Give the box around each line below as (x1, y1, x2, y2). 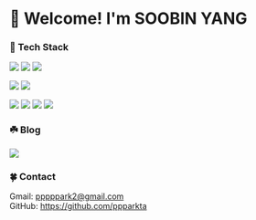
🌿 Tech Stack (9, 41, 69, 54)
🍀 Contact (9, 170, 57, 183)
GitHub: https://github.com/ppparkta (9, 201, 147, 212)
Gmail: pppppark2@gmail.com (9, 191, 124, 202)
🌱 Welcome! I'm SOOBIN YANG (9, 8, 248, 29)
